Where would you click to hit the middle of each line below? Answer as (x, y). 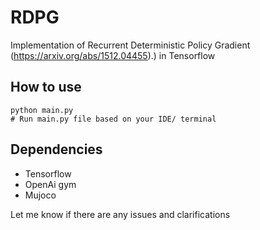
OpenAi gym (50, 184)
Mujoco (40, 195)
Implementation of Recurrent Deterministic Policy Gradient (130, 45)
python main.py (42, 110)
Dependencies (56, 149)
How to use (46, 87)
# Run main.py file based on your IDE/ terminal (113, 119)
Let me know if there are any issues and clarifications (120, 214)
